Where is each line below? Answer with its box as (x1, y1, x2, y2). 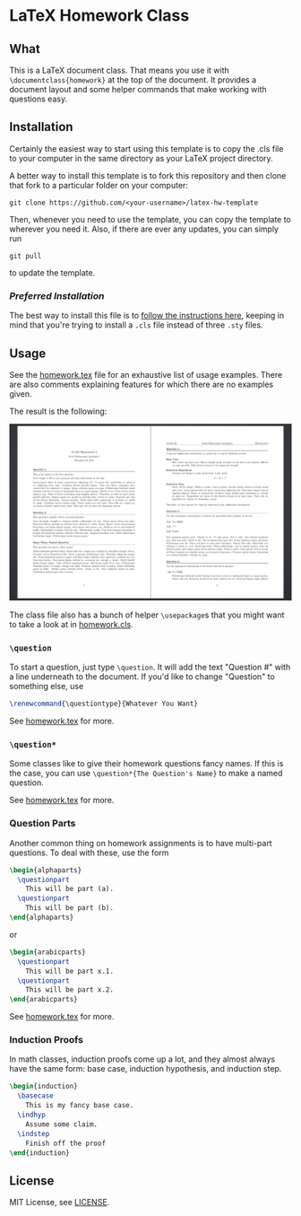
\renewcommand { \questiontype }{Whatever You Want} (9, 699, 199, 709)
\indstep (17, 1129, 50, 1138)
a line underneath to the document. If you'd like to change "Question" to (9, 671, 275, 682)
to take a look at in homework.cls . (9, 618, 133, 629)
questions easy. (9, 93, 68, 104)
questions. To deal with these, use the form (9, 847, 169, 858)
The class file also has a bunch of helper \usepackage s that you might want (9, 609, 285, 620)
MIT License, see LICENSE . (9, 1197, 110, 1208)
